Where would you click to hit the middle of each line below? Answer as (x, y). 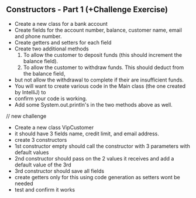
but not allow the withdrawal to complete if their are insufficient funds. (99, 80)
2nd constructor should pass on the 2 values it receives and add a (94, 158)
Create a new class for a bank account (61, 23)
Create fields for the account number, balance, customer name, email (98, 30)
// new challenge (26, 116)
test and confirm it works (44, 189)
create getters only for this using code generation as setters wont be (97, 177)
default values (32, 152)
